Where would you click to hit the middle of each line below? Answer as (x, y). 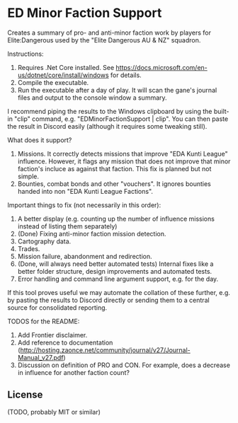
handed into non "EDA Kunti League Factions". (85, 191)
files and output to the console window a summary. (92, 98)
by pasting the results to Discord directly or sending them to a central (109, 300)
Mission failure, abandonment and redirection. (85, 256)
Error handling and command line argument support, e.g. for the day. (118, 279)
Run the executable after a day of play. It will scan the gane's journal (117, 90)
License (25, 395)
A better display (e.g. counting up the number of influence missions (116, 219)
